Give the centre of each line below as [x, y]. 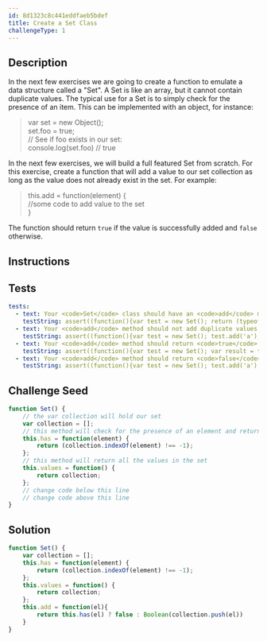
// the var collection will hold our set [92, 416]
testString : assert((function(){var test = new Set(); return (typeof [142, 322]
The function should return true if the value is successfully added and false [133, 228]
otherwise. [26, 236]
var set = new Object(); [66, 122]
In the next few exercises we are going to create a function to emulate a [126, 82]
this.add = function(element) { [77, 196]
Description [38, 62]
